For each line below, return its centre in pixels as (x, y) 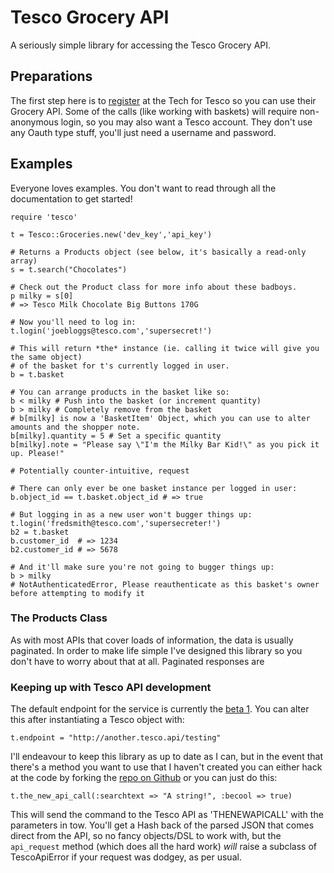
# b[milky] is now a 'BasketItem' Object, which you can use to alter (160, 418)
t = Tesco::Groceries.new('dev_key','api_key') (111, 234)
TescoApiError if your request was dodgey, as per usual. (126, 857)
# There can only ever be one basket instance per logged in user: (154, 488)
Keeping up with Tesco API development (111, 687)
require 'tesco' (44, 217)
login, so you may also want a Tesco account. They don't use (186, 122)
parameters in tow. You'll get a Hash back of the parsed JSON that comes (162, 825)
